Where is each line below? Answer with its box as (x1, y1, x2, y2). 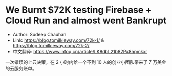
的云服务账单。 (5, 65, 37, 71)
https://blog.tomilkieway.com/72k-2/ (12, 42, 90, 48)
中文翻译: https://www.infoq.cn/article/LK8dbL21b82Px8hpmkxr (12, 48, 147, 54)
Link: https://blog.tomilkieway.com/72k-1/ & (12, 37, 104, 43)
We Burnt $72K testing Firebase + (5, 4, 152, 16)
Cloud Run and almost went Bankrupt (5, 15, 167, 26)
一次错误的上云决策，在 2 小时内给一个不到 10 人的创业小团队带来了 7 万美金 (5, 59, 166, 65)
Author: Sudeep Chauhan (12, 31, 67, 37)
